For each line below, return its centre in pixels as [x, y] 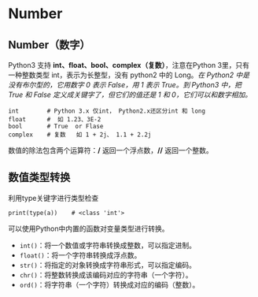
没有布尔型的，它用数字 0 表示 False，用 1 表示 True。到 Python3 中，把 [125, 85]
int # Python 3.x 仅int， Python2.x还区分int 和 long [107, 111]
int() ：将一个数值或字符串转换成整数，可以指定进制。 [108, 245]
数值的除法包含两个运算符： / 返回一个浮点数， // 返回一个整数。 [111, 150]
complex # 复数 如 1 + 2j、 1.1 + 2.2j [80, 135]
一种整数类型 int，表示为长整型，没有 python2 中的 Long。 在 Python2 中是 [129, 75]
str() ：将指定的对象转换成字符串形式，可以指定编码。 [108, 265]
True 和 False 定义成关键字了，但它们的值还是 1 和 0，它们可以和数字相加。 [130, 95]
